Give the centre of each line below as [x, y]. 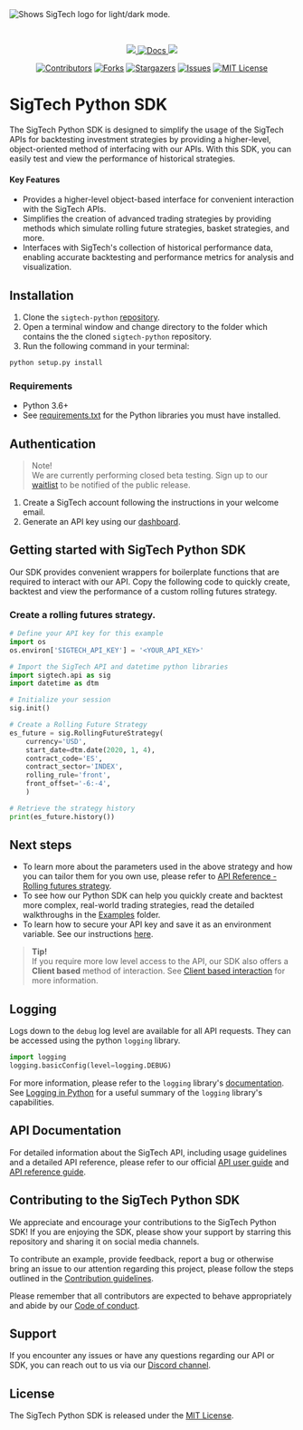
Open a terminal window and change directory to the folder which [145, 326]
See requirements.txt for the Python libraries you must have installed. [151, 415]
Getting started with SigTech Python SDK [128, 551]
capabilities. [32, 1102]
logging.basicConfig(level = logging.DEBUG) [90, 1066]
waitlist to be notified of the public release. [111, 485]
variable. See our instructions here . [88, 934]
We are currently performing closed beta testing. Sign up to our [150, 475]
